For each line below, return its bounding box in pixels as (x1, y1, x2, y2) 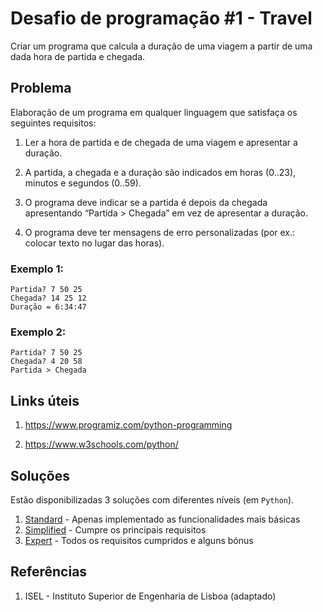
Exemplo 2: (10, 325, 67, 339)
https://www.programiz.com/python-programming (24, 419, 233, 431)
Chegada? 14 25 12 (10, 293, 87, 304)
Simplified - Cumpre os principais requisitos (24, 523, 207, 536)
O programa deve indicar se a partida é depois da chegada (24, 196, 268, 208)
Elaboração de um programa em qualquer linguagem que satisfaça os (10, 106, 298, 118)
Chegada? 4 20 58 (10, 357, 83, 367)
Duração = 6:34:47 (10, 302, 87, 312)
